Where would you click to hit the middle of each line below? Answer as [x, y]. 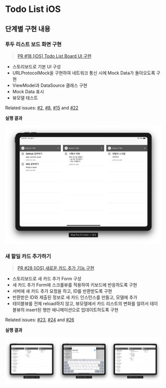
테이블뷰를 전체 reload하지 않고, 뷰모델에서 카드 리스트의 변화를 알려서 [81, 304]
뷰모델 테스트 [25, 98]
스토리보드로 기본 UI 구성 [37, 66]
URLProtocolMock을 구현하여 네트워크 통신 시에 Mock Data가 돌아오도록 [84, 73]
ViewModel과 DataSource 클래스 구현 [50, 85]
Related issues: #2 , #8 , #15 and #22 [42, 108]
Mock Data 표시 [28, 91]
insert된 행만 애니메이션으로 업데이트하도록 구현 [72, 310]
